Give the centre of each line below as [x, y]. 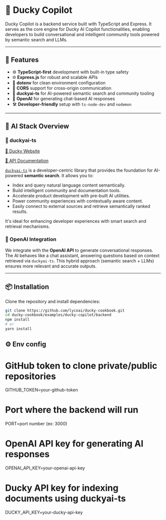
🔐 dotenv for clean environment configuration [59, 83]
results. [20, 212]
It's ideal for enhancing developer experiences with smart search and [76, 221]
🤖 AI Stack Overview [37, 126]
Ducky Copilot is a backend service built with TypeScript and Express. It [78, 24]
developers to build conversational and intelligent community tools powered [82, 34]
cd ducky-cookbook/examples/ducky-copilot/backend [58, 315]
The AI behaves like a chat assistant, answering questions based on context [82, 256]
